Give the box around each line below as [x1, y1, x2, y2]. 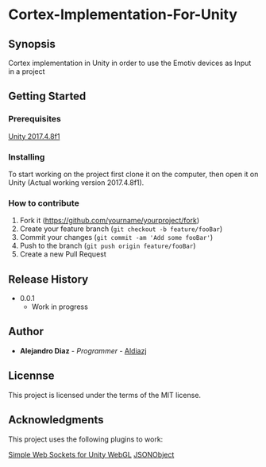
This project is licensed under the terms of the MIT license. [8, 390, 201, 399]
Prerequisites [8, 114, 61, 125]
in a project [8, 67, 45, 76]
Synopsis [8, 37, 56, 51]
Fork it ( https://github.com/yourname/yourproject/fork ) [19, 216, 200, 226]
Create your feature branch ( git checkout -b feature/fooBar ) [19, 224, 223, 234]
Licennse [8, 369, 55, 383]
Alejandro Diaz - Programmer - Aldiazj [19, 345, 147, 355]
